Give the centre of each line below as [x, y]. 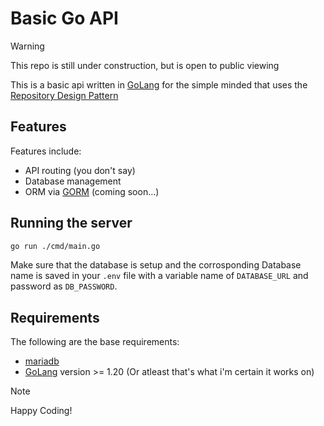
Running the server [71, 223]
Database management [73, 181]
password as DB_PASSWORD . [64, 286]
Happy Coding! [41, 411]
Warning [27, 46]
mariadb [42, 361]
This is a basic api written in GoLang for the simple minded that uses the [159, 84]
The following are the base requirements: [95, 342]
